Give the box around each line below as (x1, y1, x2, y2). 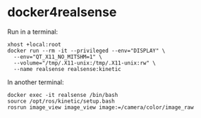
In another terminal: (7, 78, 65, 86)
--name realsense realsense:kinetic (13, 65, 121, 72)
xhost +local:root (7, 41, 61, 48)
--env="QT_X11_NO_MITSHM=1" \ (13, 53, 102, 60)
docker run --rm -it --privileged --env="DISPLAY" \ (7, 47, 166, 54)
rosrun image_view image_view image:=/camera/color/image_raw (7, 103, 194, 111)
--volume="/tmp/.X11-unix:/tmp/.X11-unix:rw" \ (13, 59, 157, 67)
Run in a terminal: (7, 27, 59, 36)
